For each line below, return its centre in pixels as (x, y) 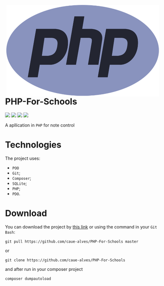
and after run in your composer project (44, 269)
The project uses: (23, 158)
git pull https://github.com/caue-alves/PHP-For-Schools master (72, 241)
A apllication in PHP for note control (40, 125)
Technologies (33, 144)
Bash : (10, 232)
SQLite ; (19, 183)
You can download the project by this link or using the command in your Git (81, 227)
